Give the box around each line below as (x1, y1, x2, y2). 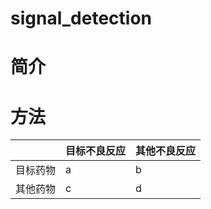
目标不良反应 (65, 144, 127, 158)
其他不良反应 (135, 144, 197, 158)
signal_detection (10, 7, 152, 30)
